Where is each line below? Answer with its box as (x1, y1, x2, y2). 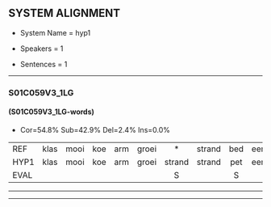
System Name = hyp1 (19, 27, 91, 37)
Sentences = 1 (19, 59, 68, 69)
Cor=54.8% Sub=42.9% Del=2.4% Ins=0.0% (19, 125, 171, 134)
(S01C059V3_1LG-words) (8, 107, 95, 116)
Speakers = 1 (19, 44, 64, 53)
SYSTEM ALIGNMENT (8, 6, 121, 20)
